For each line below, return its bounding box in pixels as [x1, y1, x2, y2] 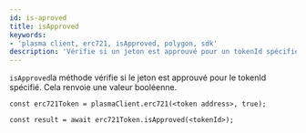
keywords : [9, 30, 47, 39]
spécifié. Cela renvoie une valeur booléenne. [9, 82, 178, 93]
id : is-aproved [9, 13, 67, 23]
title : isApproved [9, 22, 79, 31]
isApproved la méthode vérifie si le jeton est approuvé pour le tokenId [9, 72, 267, 83]
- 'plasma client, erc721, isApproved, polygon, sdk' [9, 38, 219, 48]
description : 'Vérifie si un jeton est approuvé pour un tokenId [9, 47, 262, 56]
